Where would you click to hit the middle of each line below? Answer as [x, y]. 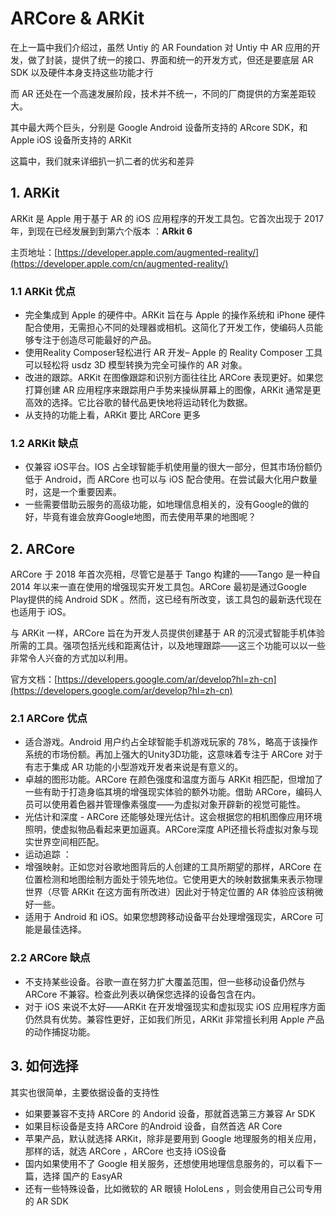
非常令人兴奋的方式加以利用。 [71, 658]
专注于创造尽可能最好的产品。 [95, 340]
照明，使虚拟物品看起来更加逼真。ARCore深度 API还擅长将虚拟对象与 [167, 829]
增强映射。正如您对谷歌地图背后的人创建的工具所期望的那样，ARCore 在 [173, 867]
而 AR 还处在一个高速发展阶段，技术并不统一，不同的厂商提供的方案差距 [159, 93]
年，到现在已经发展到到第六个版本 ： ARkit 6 [101, 231]
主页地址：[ [34, 252]
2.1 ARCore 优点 [49, 719]
